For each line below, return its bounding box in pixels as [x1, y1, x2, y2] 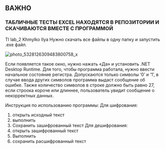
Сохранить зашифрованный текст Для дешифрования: [12, 122, 128, 128]
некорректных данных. [5, 92, 54, 98]
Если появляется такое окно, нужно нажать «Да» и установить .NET [5, 61, 151, 67]
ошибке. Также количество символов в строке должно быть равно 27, [5, 82, 155, 88]
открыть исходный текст [12, 112, 65, 118]
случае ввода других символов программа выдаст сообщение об [5, 76, 145, 82]
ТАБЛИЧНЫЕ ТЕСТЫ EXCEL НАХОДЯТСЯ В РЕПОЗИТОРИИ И [5, 19, 160, 26]
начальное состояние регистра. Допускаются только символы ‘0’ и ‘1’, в [5, 72, 159, 77]
